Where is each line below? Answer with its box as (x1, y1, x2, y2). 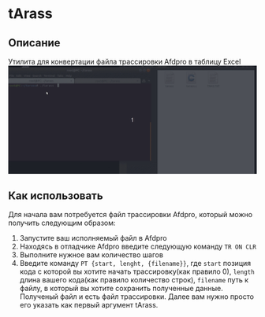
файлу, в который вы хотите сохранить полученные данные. (19, 284, 223, 293)
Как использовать (8, 189, 104, 202)
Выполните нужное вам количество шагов (19, 250, 164, 260)
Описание (8, 36, 61, 50)
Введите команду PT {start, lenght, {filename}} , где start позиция (19, 259, 252, 268)
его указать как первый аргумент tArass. (19, 300, 159, 310)
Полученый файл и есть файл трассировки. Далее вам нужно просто (19, 292, 255, 301)
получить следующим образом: (8, 218, 116, 228)
